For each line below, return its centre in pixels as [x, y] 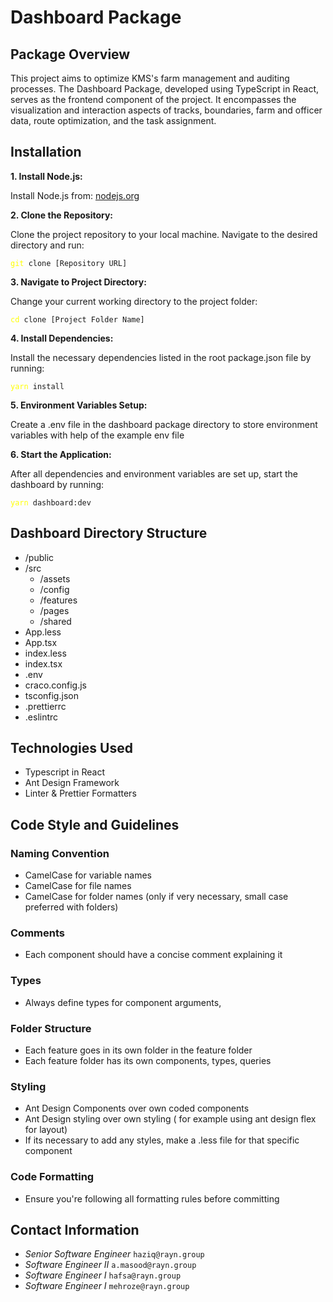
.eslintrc [41, 717]
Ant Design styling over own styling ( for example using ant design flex [170, 1119]
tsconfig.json [51, 695]
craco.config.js [55, 685]
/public [39, 557]
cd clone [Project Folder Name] [77, 319]
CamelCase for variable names [88, 875]
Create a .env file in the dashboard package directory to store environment [164, 424]
